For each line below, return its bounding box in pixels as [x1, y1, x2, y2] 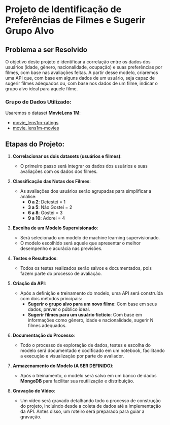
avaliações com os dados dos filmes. [20, 168, 98, 174]
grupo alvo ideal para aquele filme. [5, 86, 78, 92]
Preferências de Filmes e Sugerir [5, 14, 146, 26]
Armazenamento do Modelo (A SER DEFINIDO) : [12, 363, 114, 369]
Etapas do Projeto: [5, 139, 65, 148]
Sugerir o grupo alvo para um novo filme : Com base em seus [27, 301, 157, 307]
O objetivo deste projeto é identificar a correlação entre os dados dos [5, 59, 151, 64]
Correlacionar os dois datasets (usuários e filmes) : [12, 153, 122, 159]
